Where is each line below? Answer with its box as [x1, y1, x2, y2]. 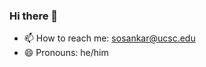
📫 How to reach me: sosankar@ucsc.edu [23, 32, 196, 44]
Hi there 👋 [9, 9, 59, 23]
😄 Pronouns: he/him [23, 47, 109, 59]
